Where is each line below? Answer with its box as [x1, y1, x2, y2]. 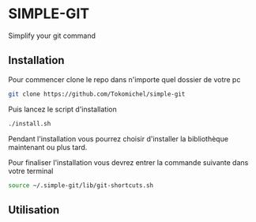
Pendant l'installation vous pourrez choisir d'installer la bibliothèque [8, 134, 229, 143]
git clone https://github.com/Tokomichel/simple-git [8, 90, 186, 98]
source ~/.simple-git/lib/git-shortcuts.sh [8, 181, 154, 190]
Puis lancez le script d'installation [8, 104, 117, 114]
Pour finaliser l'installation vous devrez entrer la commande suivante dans [8, 157, 249, 167]
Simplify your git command [8, 31, 96, 40]
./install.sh [8, 119, 51, 127]
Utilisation [8, 203, 60, 216]
